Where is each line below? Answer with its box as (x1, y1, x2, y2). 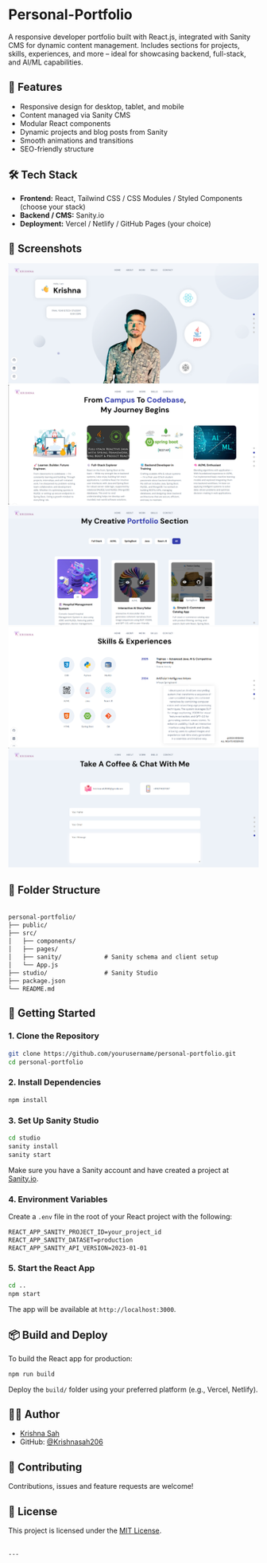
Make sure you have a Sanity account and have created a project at (8, 1165, 229, 1175)
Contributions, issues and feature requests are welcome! (8, 1482, 194, 1491)
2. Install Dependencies (8, 1077, 102, 1088)
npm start (8, 1290, 41, 1298)
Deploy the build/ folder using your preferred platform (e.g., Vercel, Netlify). (8, 1384, 258, 1394)
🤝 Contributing (8, 1460, 83, 1474)
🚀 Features (8, 81, 63, 94)
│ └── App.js (8, 961, 59, 970)
